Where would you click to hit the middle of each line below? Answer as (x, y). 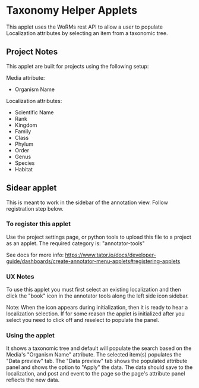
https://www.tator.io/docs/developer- (110, 255)
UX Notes (20, 276)
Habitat (24, 169)
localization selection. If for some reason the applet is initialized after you (96, 314)
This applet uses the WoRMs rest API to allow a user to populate (85, 27)
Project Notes (32, 52)
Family (23, 131)
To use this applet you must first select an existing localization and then (94, 290)
